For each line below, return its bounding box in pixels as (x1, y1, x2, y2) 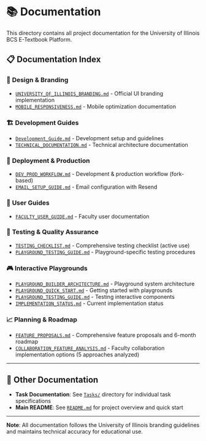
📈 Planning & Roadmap (6, 315, 78, 324)
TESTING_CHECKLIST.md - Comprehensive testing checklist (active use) (15, 241, 190, 249)
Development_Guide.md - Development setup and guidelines (15, 134, 164, 141)
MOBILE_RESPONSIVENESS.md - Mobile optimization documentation (15, 102, 177, 110)
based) (15, 177, 34, 184)
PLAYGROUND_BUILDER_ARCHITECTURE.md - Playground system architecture (15, 280, 195, 288)
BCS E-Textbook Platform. (6, 36, 72, 43)
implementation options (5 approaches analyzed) (15, 351, 140, 358)
